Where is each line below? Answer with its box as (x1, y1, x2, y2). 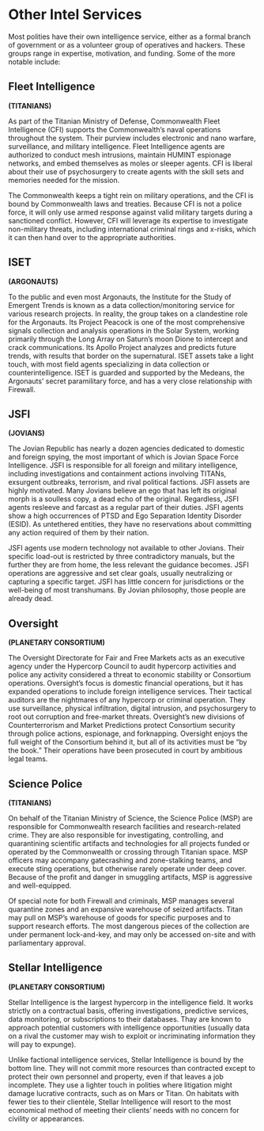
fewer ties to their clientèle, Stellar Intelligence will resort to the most (8, 1097, 232, 1106)
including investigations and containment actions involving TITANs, (8, 469, 227, 478)
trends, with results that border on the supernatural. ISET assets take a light (8, 351, 255, 360)
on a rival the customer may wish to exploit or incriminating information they (8, 1031, 256, 1041)
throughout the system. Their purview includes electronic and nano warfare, (8, 133, 257, 143)
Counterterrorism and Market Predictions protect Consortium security (8, 721, 236, 730)
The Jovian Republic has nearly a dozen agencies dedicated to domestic (8, 444, 245, 453)
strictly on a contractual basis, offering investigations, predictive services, (8, 1006, 249, 1015)
